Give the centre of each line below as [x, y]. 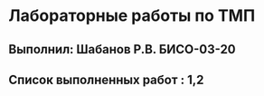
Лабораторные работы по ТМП [132, 16]
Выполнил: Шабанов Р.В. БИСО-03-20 [122, 49]
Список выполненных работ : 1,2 [106, 79]
